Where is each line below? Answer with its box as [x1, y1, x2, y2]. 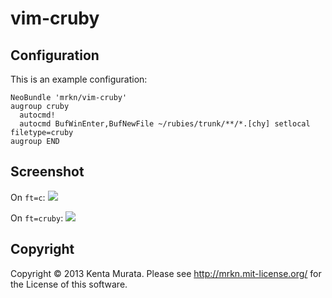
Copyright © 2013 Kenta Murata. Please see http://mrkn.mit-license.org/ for [10, 267, 322, 279]
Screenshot [10, 163, 85, 181]
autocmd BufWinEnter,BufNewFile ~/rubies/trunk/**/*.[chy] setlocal [19, 119, 311, 129]
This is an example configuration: [10, 73, 148, 85]
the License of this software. [10, 278, 128, 290]
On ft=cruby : [10, 212, 64, 224]
